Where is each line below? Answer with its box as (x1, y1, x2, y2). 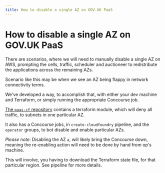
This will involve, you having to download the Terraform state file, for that (5, 156, 156, 162)
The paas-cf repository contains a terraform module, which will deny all (5, 106, 152, 112)
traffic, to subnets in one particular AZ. (5, 111, 85, 117)
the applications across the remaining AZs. (5, 66, 93, 72)
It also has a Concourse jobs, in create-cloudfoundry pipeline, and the (5, 121, 149, 127)
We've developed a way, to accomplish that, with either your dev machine (5, 91, 157, 97)
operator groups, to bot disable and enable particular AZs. (5, 126, 125, 132)
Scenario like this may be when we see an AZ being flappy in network (5, 76, 148, 82)
